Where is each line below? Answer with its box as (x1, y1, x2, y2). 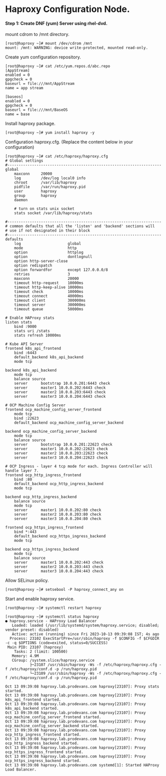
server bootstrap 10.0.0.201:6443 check (14, 381, 111, 386)
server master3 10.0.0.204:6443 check (14, 394, 106, 399)
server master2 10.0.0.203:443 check (14, 564, 104, 569)
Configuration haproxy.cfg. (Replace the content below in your (5, 139, 133, 145)
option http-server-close (14, 259, 68, 264)
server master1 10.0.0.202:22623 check (14, 447, 108, 452)
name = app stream (5, 86, 43, 91)
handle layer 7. (5, 468, 39, 474)
